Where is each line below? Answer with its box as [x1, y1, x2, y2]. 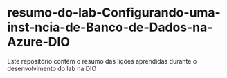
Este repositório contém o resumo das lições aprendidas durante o [7, 57, 197, 65]
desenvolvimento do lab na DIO [7, 64, 97, 72]
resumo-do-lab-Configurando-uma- [7, 5, 221, 21]
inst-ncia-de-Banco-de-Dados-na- [7, 19, 213, 35]
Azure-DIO [7, 35, 71, 50]
